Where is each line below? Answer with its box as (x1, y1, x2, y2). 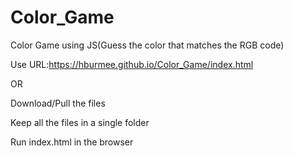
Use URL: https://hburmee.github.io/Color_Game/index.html (10, 58, 254, 70)
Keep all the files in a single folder (10, 116, 150, 128)
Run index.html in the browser (10, 136, 134, 148)
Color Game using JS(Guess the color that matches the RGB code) (10, 39, 285, 51)
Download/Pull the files (10, 97, 106, 109)
